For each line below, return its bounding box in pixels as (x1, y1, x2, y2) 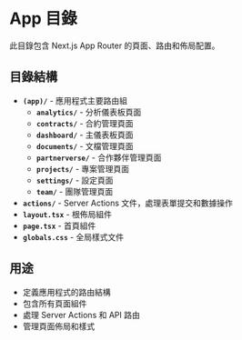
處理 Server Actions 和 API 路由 (22, 309, 141, 320)
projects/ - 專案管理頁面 (35, 163, 130, 174)
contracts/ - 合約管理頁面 (35, 117, 134, 128)
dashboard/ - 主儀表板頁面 (35, 129, 134, 140)
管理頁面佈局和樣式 (22, 320, 96, 332)
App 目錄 (9, 8, 77, 29)
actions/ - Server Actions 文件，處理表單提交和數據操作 (22, 197, 234, 208)
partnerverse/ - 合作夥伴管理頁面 (35, 152, 162, 163)
